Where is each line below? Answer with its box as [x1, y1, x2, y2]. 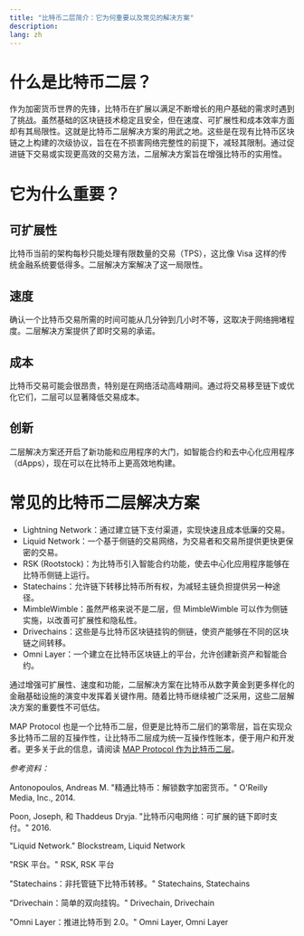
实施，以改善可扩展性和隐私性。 [22, 614, 142, 625]
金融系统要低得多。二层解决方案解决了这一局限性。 [16, 260, 208, 270]
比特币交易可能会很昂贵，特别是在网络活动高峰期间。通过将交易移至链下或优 [9, 380, 295, 391]
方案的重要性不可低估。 [16, 702, 105, 713]
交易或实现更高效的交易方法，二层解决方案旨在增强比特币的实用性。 [33, 148, 287, 159]
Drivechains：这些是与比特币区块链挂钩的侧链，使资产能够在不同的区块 [22, 626, 290, 637]
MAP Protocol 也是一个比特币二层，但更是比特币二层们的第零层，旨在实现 [9, 721, 285, 732]
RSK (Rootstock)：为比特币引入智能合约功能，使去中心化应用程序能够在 [22, 558, 290, 569]
